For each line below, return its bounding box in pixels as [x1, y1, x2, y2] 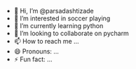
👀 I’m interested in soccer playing [13, 14, 111, 23]
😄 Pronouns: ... [13, 47, 60, 56]
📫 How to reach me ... [13, 37, 79, 45]
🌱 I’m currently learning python [13, 22, 104, 30]
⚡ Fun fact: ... [13, 55, 53, 63]
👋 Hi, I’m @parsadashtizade [13, 7, 95, 15]
